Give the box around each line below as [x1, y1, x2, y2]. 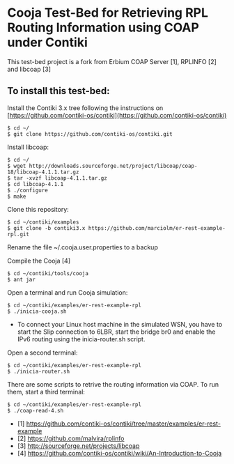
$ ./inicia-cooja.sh [7, 308, 68, 315]
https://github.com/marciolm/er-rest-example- [88, 224, 226, 231]
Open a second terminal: [7, 348, 78, 357]
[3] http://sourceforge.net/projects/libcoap [17, 441, 140, 450]
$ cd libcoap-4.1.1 [7, 180, 64, 187]
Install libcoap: [7, 143, 49, 151]
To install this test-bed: [7, 85, 110, 97]
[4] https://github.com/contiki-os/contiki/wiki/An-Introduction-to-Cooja [17, 449, 222, 457]
